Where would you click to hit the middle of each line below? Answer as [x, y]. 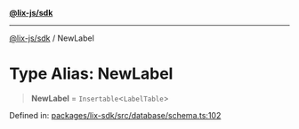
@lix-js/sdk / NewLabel [52, 38]
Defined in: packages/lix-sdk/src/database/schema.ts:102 [115, 115]
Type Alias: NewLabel [91, 74]
